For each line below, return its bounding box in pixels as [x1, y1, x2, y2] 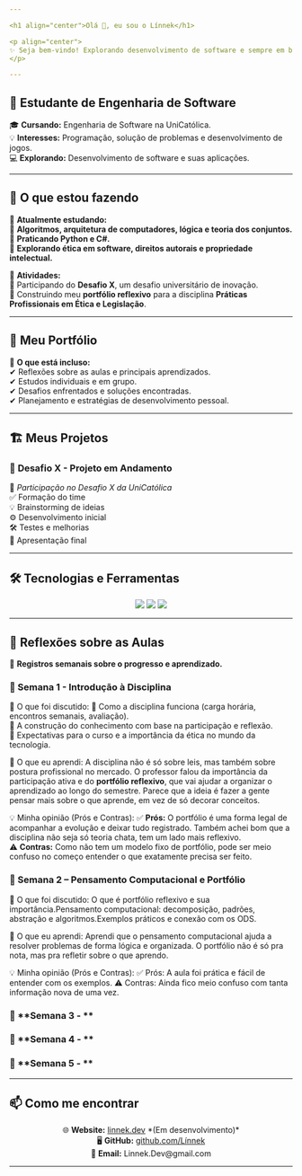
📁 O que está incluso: [9, 357, 91, 367]
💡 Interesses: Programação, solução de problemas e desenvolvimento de [9, 132, 283, 144]
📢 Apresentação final [9, 535, 87, 546]
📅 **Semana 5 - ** [9, 1057, 93, 1070]
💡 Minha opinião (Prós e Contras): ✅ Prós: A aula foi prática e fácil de [9, 967, 266, 977]
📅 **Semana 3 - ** [9, 1009, 94, 1021]
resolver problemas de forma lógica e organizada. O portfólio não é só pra [9, 940, 284, 951]
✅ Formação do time [9, 491, 86, 503]
